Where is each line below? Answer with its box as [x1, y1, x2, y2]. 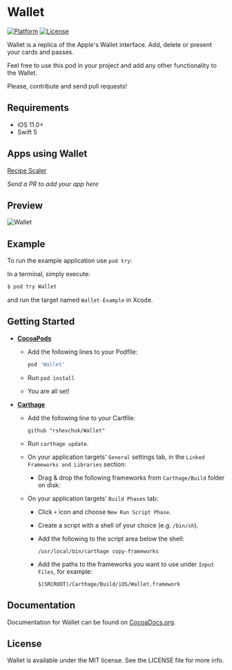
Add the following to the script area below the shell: [37, 534, 185, 543]
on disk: [37, 480, 61, 489]
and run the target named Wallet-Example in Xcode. [7, 296, 153, 305]
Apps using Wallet [7, 148, 88, 160]
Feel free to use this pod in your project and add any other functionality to [7, 61, 217, 69]
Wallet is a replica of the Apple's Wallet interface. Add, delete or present [7, 40, 213, 48]
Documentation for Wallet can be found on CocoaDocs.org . [7, 617, 176, 626]
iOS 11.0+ [17, 120, 43, 129]
